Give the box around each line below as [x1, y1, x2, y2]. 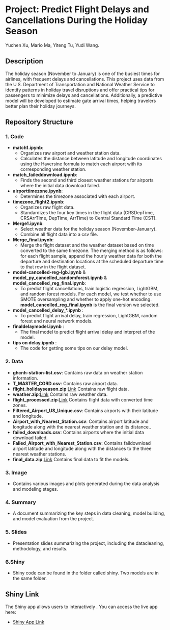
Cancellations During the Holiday [5, 14, 148, 26]
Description [5, 57, 43, 66]
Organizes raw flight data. [20, 204, 75, 210]
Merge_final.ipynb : [12, 237, 54, 243]
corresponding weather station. [20, 166, 87, 172]
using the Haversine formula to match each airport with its [20, 161, 143, 167]
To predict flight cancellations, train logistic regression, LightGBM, [20, 286, 159, 292]
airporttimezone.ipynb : [12, 188, 63, 194]
